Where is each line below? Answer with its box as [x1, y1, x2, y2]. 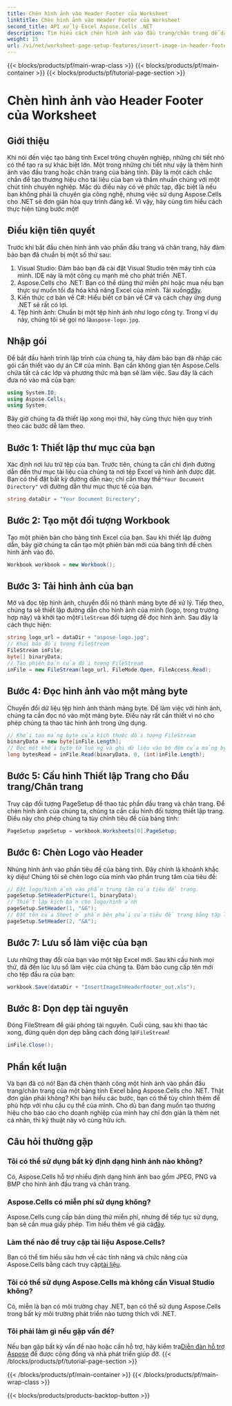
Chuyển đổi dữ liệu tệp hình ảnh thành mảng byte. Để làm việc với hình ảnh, [7, 703, 222, 712]
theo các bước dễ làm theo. [7, 422, 85, 430]
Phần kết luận [7, 1061, 67, 1073]
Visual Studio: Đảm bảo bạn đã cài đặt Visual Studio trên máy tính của [17, 263, 216, 272]
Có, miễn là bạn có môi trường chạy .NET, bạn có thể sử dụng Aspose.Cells [7, 1302, 221, 1311]
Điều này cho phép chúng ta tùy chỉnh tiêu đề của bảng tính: [7, 814, 180, 822]
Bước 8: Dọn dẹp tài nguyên [7, 1002, 129, 1014]
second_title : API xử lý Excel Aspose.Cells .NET [7, 23, 153, 30]
